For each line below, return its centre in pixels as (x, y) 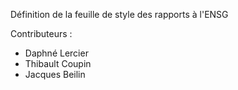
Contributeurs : (41, 33)
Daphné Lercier (56, 53)
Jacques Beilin (55, 74)
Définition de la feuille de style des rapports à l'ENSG (119, 14)
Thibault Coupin (58, 63)
